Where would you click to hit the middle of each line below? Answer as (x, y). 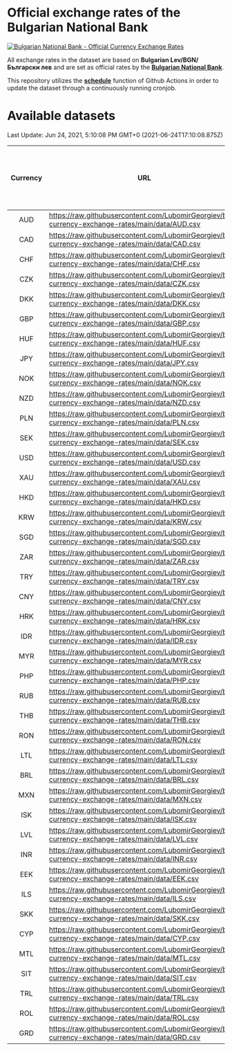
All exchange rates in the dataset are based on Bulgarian (88, 59)
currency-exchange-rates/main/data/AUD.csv (125, 224)
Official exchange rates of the (94, 13)
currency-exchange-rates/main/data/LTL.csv (123, 759)
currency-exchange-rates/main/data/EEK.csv (124, 878)
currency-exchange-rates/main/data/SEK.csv (124, 442)
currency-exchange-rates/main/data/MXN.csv (125, 799)
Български (23, 67)
